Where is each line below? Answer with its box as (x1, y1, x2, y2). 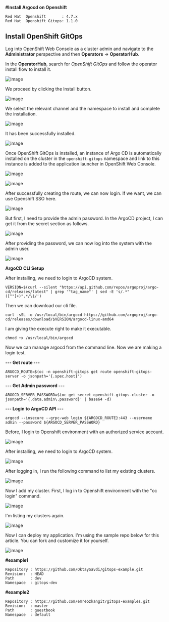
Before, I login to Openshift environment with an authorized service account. (5, 429, 164, 435)
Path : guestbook (5, 607, 55, 613)
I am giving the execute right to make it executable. (5, 325, 111, 331)
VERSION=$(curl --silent (5, 284, 58, 290)
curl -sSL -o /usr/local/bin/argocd (5, 312, 82, 317)
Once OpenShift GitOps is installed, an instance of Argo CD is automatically (5, 150, 162, 156)
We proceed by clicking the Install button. (5, 86, 92, 92)
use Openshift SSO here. (5, 195, 57, 201)
